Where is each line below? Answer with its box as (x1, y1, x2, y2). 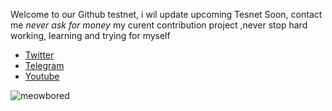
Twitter (24, 49, 55, 61)
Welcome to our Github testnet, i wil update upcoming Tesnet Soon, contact (10, 9, 323, 20)
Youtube (24, 70, 60, 82)
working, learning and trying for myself (10, 30, 171, 41)
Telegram (24, 60, 65, 71)
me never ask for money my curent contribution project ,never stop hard (10, 19, 308, 31)
